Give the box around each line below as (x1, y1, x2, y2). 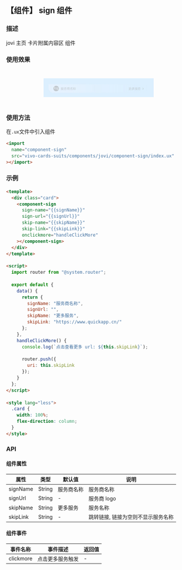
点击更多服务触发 (37, 555, 79, 562)
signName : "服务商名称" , (27, 300, 83, 306)
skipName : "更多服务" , (27, 313, 79, 319)
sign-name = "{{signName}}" (21, 207, 85, 213)
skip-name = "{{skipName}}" (21, 220, 85, 226)
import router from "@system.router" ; (11, 270, 107, 276)
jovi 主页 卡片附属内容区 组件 (6, 39, 76, 46)
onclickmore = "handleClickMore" (21, 232, 99, 238)
